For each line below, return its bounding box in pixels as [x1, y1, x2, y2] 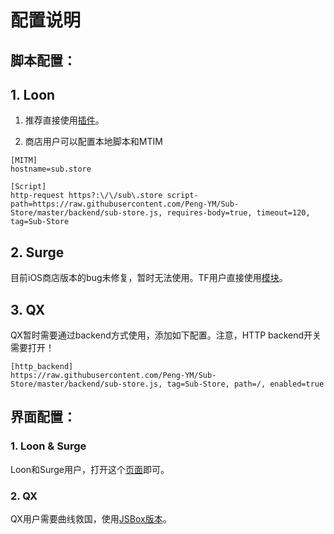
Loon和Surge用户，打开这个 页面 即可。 [10, 463, 170, 475]
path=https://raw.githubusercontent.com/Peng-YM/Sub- [10, 199, 240, 210]
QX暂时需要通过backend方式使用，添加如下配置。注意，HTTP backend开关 [10, 329, 322, 341]
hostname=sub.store [10, 164, 92, 175]
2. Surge [10, 244, 65, 261]
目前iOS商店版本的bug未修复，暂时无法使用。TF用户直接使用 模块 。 [10, 272, 288, 284]
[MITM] [10, 156, 38, 166]
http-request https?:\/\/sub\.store [10, 191, 163, 201]
